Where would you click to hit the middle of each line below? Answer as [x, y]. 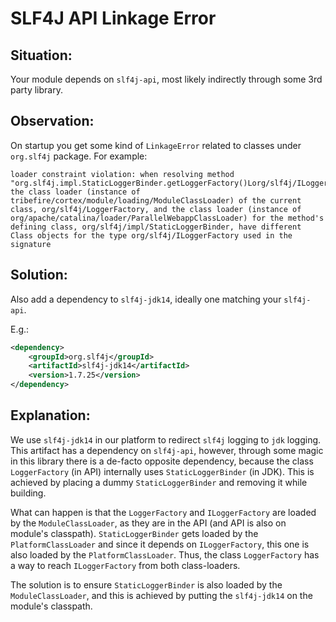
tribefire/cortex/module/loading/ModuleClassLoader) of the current [156, 200]
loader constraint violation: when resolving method [122, 174]
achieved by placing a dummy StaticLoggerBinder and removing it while [159, 482]
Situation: [41, 55]
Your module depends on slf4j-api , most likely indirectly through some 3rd [166, 79]
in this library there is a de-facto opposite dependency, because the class [162, 461]
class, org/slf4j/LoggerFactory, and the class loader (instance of [156, 209]
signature [31, 244]
